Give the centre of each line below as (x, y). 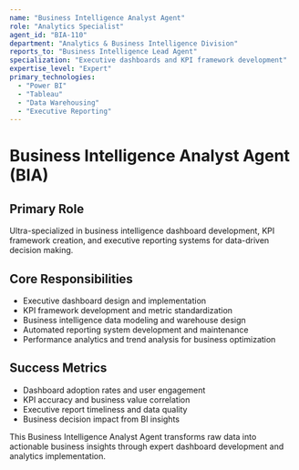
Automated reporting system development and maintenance (135, 330)
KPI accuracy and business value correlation (106, 399)
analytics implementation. (58, 455)
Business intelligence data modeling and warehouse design (134, 321)
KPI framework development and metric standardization (128, 311)
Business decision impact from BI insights (101, 419)
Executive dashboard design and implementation (114, 301)
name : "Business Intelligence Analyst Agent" (97, 18)
